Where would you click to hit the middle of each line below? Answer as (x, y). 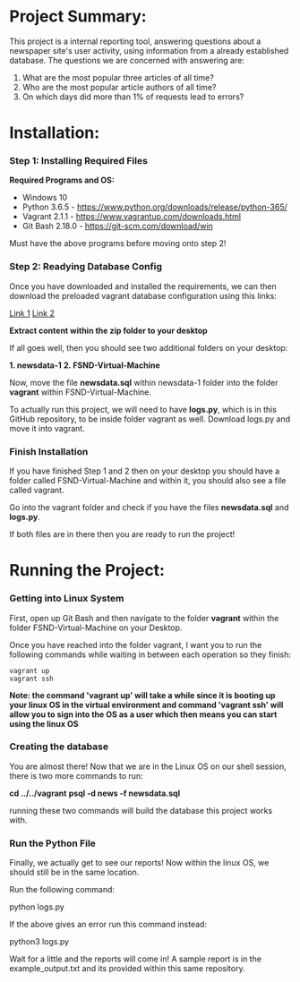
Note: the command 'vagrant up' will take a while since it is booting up (142, 695)
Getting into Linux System (67, 599)
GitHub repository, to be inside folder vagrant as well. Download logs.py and (150, 419)
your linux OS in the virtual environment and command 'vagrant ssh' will (146, 704)
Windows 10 (45, 198)
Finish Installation (49, 451)
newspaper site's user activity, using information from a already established (149, 50)
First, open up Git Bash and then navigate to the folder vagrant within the (144, 618)
